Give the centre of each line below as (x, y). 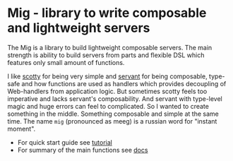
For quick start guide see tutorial (65, 142)
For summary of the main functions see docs (83, 150)
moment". (22, 129)
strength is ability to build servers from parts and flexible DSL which (106, 55)
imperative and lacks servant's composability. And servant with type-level (115, 99)
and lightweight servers (79, 28)
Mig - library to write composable (107, 13)
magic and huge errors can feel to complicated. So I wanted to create (108, 106)
